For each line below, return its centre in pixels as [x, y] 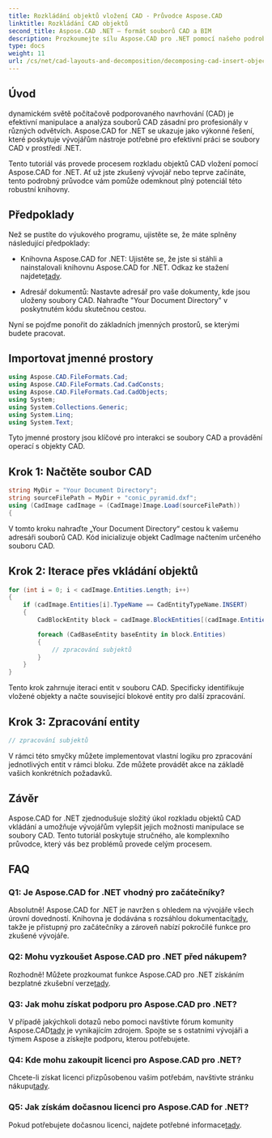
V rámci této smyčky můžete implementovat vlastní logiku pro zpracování [130, 756]
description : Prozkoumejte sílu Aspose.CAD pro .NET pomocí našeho [125, 38]
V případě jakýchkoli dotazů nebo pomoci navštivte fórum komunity [121, 1021]
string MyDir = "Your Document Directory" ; [83, 491]
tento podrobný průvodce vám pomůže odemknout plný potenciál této [125, 181]
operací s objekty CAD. [47, 446]
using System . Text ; [41, 422]
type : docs [27, 46]
